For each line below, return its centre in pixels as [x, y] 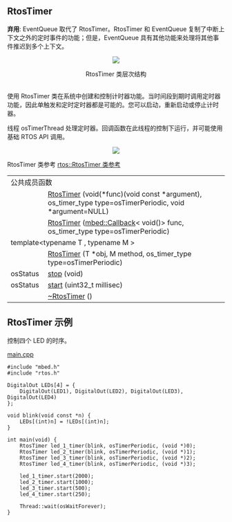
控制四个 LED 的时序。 [39, 340]
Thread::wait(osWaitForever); [63, 506]
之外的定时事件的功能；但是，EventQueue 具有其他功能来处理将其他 [116, 37]
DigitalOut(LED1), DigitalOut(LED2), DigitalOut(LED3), [102, 391]
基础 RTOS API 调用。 [38, 136]
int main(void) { [32, 440]
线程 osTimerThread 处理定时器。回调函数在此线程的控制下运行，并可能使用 [115, 128]
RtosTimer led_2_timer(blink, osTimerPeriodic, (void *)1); [108, 452]
